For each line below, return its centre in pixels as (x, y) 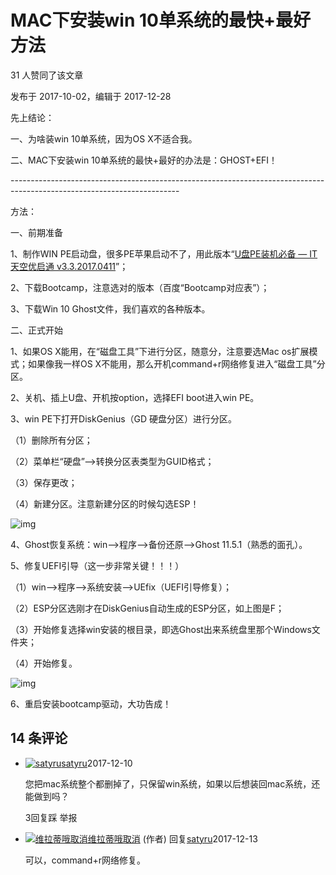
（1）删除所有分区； (51, 440)
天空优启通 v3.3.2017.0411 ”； (69, 266)
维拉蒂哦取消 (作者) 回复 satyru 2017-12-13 (172, 838)
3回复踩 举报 (51, 817)
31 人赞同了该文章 (47, 75)
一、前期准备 (36, 232)
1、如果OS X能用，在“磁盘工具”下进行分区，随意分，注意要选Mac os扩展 (160, 351)
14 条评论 (39, 738)
